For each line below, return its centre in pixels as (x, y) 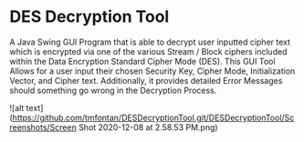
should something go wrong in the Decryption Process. (113, 90)
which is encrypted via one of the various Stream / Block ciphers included (148, 51)
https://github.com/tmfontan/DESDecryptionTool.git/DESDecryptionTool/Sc (153, 117)
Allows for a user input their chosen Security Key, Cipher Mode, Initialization (152, 71)
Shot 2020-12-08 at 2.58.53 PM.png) (148, 127)
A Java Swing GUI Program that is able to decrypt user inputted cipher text (150, 42)
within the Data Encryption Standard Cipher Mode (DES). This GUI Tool (142, 61)
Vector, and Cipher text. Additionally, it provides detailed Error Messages (146, 80)
